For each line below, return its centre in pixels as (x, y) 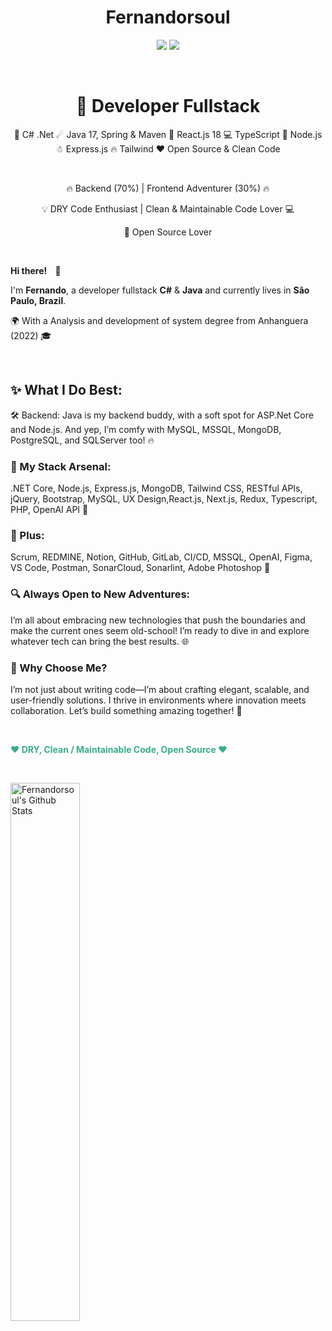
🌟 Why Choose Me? (59, 668)
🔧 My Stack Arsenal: (61, 466)
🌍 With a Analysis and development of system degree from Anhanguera (159, 320)
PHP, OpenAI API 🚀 (49, 509)
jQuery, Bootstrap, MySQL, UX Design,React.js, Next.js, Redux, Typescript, (164, 498)
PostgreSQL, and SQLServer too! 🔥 (82, 440)
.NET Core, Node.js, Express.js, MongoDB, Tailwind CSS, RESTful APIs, (156, 488)
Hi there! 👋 (36, 270)
